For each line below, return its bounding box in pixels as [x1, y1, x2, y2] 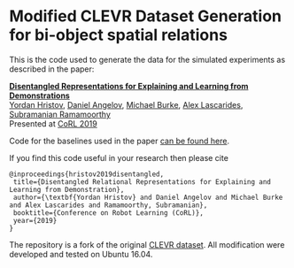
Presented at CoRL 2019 [9, 118, 97, 129]
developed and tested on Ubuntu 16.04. [9, 249, 153, 259]
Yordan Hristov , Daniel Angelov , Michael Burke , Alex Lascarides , [9, 99, 244, 110]
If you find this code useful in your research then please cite [9, 152, 228, 163]
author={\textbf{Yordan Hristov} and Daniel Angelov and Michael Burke [12, 193, 283, 202]
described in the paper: [9, 64, 95, 74]
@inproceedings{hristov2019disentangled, [9, 170, 165, 179]
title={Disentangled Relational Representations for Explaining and [12, 177, 272, 187]
